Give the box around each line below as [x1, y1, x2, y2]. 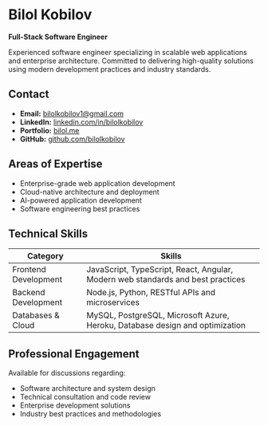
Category [26, 250, 64, 262]
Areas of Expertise [8, 157, 103, 171]
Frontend [12, 264, 46, 275]
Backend [12, 287, 45, 298]
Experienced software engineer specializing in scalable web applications [8, 47, 247, 57]
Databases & [12, 310, 60, 321]
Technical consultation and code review [19, 392, 152, 402]
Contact [8, 88, 49, 101]
